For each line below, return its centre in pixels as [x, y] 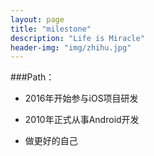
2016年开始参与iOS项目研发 [81, 98]
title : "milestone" [51, 29]
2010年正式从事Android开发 [82, 120]
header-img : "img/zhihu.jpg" [71, 47]
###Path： [32, 77]
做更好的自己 [51, 141]
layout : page [37, 19]
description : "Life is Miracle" [77, 38]
